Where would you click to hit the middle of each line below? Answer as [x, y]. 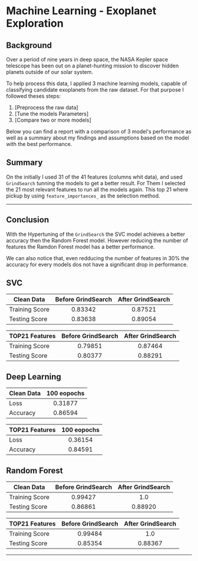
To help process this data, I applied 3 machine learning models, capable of [97, 83]
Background [29, 45]
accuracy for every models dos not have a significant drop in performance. [97, 264]
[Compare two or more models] [53, 120]
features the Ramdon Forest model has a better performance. [80, 247]
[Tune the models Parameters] [52, 114]
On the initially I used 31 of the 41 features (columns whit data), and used [94, 177]
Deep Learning [34, 377]
